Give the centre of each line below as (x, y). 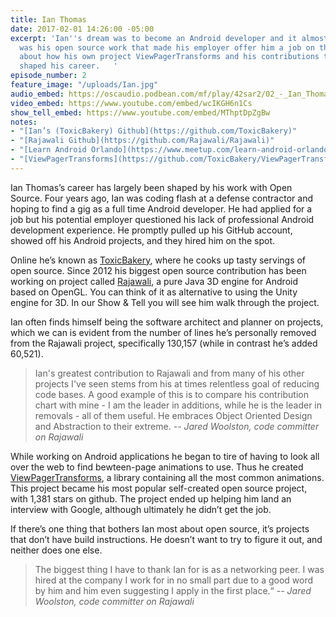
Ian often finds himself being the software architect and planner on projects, (167, 322)
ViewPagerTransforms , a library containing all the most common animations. (167, 477)
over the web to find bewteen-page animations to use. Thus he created (157, 467)
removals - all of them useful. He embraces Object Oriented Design (173, 415)
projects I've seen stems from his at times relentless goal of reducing (177, 383)
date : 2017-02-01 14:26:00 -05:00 (82, 29)
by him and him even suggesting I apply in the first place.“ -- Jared (173, 590)
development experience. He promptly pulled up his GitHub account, (151, 230)
